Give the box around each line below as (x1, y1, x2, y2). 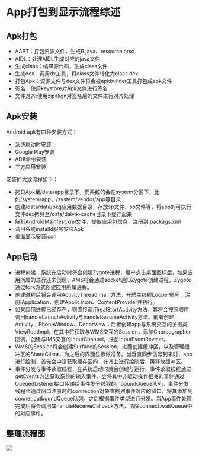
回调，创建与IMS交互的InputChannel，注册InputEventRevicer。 (14, 335, 169, 342)
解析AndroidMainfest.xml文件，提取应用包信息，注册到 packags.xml (14, 218, 181, 225)
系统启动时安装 (14, 141, 52, 148)
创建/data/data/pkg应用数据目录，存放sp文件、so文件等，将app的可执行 (14, 203, 192, 210)
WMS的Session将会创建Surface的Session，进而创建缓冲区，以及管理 (14, 342, 185, 350)
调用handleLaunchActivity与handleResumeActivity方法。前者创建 (14, 313, 175, 320)
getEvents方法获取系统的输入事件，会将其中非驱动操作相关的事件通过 (14, 372, 185, 380)
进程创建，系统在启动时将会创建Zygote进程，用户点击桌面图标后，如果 (14, 268, 188, 276)
